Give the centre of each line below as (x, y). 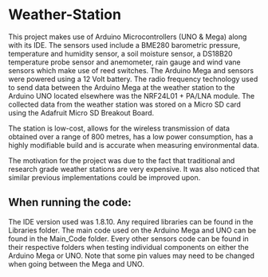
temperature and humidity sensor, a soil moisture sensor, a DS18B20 (120, 53)
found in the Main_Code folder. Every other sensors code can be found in (128, 238)
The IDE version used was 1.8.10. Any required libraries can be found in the (131, 221)
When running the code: (70, 203)
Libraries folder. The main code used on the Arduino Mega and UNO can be (132, 230)
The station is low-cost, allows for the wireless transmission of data (119, 128)
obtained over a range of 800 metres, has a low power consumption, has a (131, 136)
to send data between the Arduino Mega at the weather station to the (122, 87)
